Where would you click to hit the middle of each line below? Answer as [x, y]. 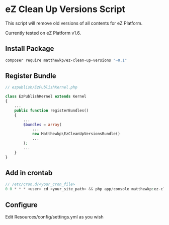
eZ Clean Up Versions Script [65, 9]
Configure [21, 205]
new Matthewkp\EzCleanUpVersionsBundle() [76, 134]
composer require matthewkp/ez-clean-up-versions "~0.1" [66, 60]
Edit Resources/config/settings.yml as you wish [55, 216]
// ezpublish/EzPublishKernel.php [41, 87]
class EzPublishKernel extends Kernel [46, 96]
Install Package [30, 49]
